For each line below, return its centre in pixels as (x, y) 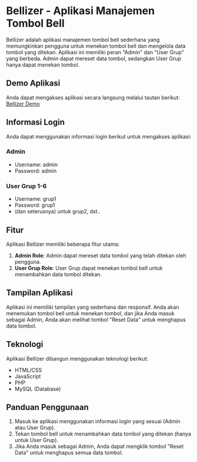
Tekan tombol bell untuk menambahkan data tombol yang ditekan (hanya (103, 434)
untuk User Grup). (36, 440)
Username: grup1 (35, 199)
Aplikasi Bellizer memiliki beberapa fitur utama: (63, 244)
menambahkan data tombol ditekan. (58, 274)
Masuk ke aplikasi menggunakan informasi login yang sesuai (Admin (97, 421)
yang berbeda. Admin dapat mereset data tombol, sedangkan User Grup (94, 58)
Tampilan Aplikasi (39, 293)
